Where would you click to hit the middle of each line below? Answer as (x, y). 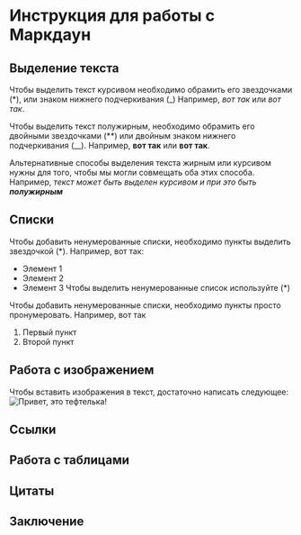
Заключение (47, 522)
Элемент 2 (43, 278)
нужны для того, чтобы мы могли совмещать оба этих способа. (132, 172)
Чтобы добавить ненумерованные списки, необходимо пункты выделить (150, 241)
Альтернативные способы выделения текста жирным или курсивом (141, 163)
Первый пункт (49, 332)
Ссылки (33, 430)
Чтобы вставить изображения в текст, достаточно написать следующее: (149, 392)
